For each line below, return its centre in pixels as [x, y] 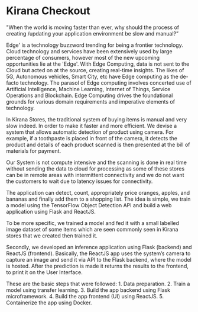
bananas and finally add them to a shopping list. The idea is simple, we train [98, 199]
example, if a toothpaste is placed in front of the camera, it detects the [92, 138]
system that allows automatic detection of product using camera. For [90, 132]
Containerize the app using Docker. [49, 303]
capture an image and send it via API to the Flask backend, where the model [99, 259]
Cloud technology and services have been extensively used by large [89, 51]
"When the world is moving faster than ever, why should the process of [93, 27]
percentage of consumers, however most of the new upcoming [83, 57]
